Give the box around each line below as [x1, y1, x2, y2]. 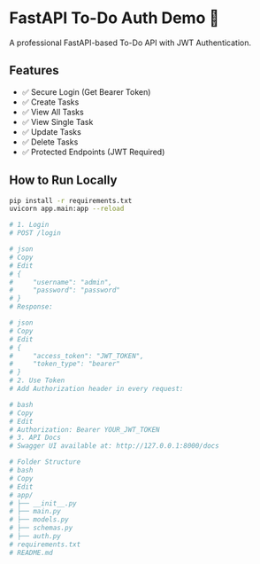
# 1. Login [9, 221, 50, 230]
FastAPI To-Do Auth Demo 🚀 [9, 8, 219, 28]
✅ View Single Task [21, 116, 94, 127]
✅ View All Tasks [21, 106, 84, 117]
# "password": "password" [9, 286, 121, 295]
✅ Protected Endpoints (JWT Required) [21, 146, 165, 157]
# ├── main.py [9, 507, 62, 516]
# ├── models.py [9, 515, 69, 524]
